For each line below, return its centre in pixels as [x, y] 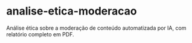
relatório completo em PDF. [40, 34]
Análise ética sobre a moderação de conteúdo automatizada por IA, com [96, 28]
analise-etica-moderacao [72, 11]
